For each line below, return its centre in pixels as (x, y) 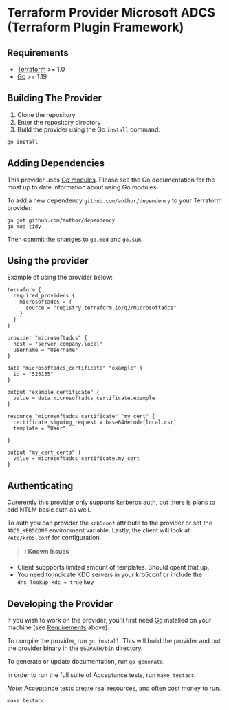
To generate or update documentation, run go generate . (86, 662)
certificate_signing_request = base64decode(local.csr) (95, 422)
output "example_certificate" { (53, 393)
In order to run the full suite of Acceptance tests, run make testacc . (101, 675)
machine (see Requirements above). (58, 627)
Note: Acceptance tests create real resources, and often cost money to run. (114, 688)
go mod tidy (24, 226)
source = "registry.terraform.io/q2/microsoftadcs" (101, 308)
